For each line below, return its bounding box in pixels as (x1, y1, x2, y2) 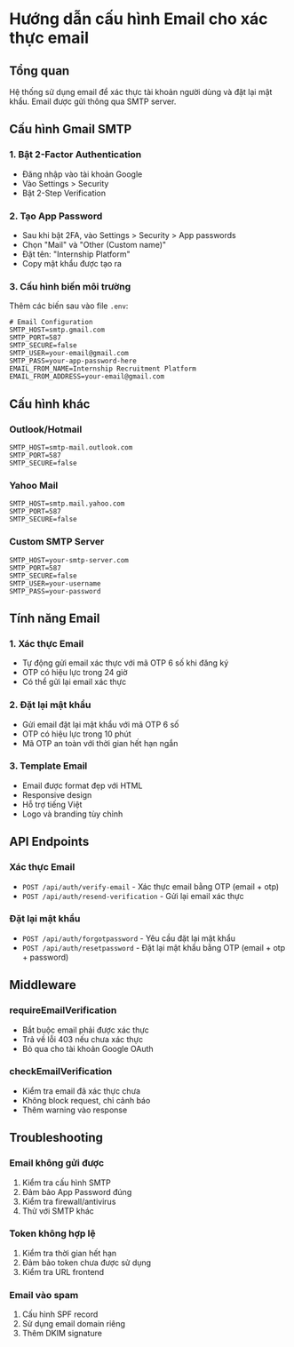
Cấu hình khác (9, 396, 91, 411)
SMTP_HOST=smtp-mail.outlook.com (9, 442, 133, 452)
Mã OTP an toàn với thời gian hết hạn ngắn (21, 737, 179, 748)
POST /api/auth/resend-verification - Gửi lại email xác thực (21, 890, 244, 901)
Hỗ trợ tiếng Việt (21, 799, 83, 809)
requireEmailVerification (9, 1004, 117, 1016)
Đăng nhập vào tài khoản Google (21, 169, 143, 179)
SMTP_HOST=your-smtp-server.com (9, 555, 129, 564)
